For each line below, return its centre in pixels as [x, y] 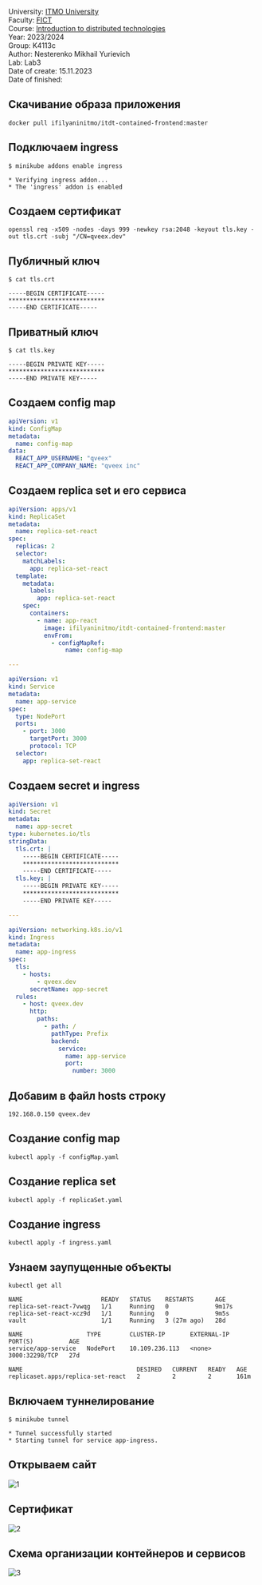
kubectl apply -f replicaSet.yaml [66, 1200]
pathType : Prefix [80, 1033]
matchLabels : [44, 561]
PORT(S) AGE [44, 1342]
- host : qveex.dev [53, 1004]
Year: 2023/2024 [37, 37]
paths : [48, 1019]
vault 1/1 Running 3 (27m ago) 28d [117, 1321]
